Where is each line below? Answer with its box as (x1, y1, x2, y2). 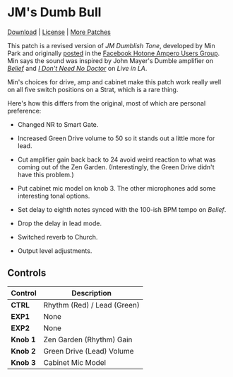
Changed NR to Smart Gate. (17, 120, 99, 128)
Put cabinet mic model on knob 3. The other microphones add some (17, 184, 216, 192)
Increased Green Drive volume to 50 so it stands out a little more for (17, 134, 215, 142)
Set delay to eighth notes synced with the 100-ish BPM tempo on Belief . (17, 205, 227, 213)
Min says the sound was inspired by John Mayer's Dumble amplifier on (7, 56, 214, 64)
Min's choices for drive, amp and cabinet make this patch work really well (7, 77, 222, 86)
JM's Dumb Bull (7, 4, 102, 21)
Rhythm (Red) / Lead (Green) (43, 300, 140, 310)
